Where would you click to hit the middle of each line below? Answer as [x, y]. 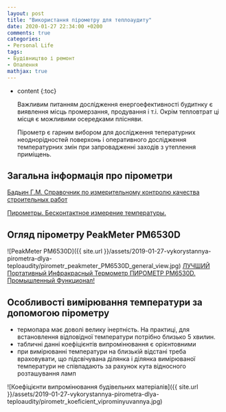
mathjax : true [27, 71]
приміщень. [34, 154]
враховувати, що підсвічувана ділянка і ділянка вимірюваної [106, 358]
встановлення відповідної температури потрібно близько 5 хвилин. [116, 337]
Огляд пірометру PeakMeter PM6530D [94, 235]
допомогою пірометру [58, 313]
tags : [15, 52]
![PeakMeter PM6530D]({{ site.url [55, 251]
